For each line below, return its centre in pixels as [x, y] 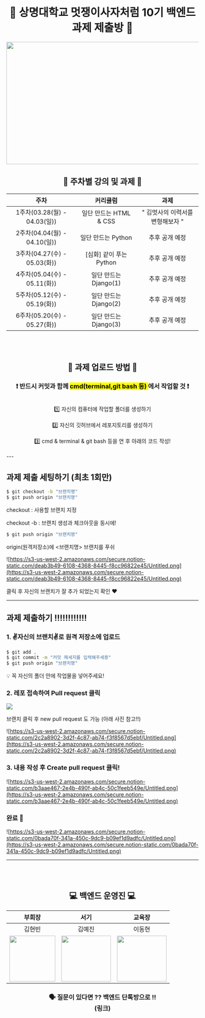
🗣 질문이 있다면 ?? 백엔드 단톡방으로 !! [103, 997]
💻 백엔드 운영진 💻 [103, 896]
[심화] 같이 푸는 [106, 254]
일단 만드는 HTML [106, 213]
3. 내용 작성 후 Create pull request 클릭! [63, 768]
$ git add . [21, 652]
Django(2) [106, 303]
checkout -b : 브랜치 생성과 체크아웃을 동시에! [62, 523]
